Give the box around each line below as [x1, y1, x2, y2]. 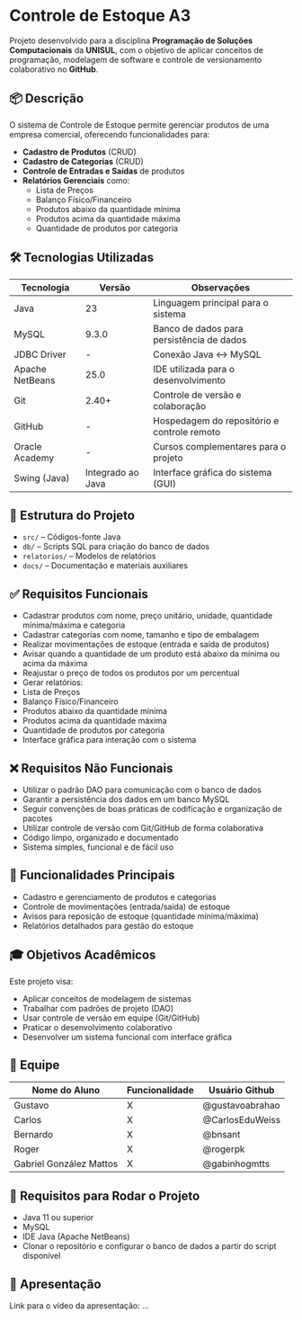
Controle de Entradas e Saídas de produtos [22, 165, 185, 176]
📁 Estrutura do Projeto [9, 507, 135, 522]
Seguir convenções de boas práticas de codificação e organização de [22, 804, 282, 814]
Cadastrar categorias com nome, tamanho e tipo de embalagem [22, 629, 260, 640]
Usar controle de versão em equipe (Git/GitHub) [22, 1012, 200, 1023]
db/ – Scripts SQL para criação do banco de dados [22, 541, 209, 552]
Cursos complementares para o [152, 440, 287, 452]
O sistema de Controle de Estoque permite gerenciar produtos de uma [9, 119, 270, 130]
